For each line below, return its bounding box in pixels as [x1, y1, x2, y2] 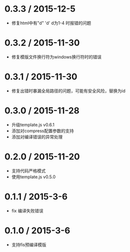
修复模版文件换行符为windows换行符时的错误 [11, 54, 102, 60]
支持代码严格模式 [11, 168, 46, 173]
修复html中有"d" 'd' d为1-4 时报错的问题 [11, 20, 91, 26]
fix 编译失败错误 [11, 207, 43, 214]
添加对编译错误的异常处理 [11, 134, 63, 140]
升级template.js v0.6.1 [11, 122, 55, 127]
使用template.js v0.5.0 [11, 173, 56, 180]
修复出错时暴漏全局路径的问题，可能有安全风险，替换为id [11, 88, 126, 94]
